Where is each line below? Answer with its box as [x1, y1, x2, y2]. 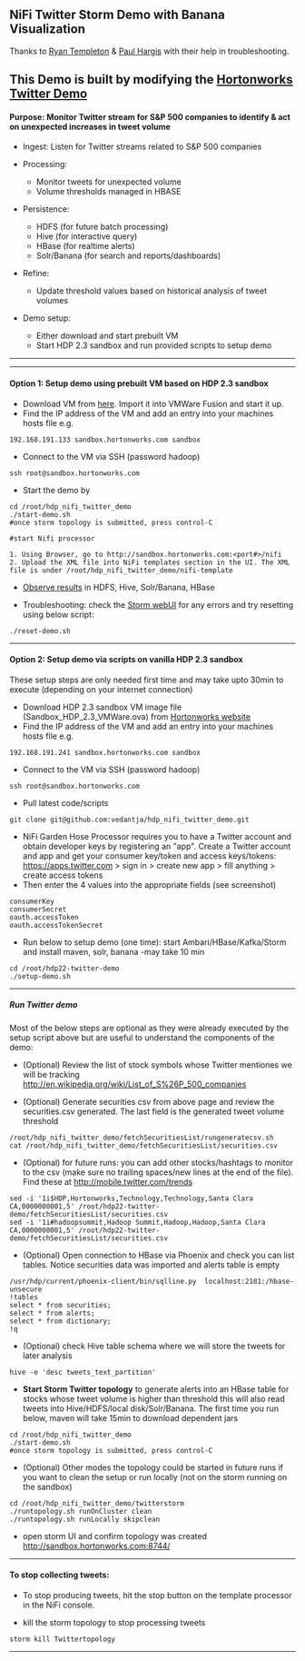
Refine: [22, 268, 50, 279]
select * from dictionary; [9, 1317, 112, 1326]
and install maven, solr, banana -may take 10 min [22, 946, 205, 957]
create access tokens [22, 870, 103, 880]
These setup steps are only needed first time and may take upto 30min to [9, 674, 284, 685]
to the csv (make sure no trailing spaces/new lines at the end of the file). [22, 1167, 294, 1178]
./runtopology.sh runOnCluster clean [9, 1507, 152, 1516]
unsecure [9, 1285, 43, 1294]
